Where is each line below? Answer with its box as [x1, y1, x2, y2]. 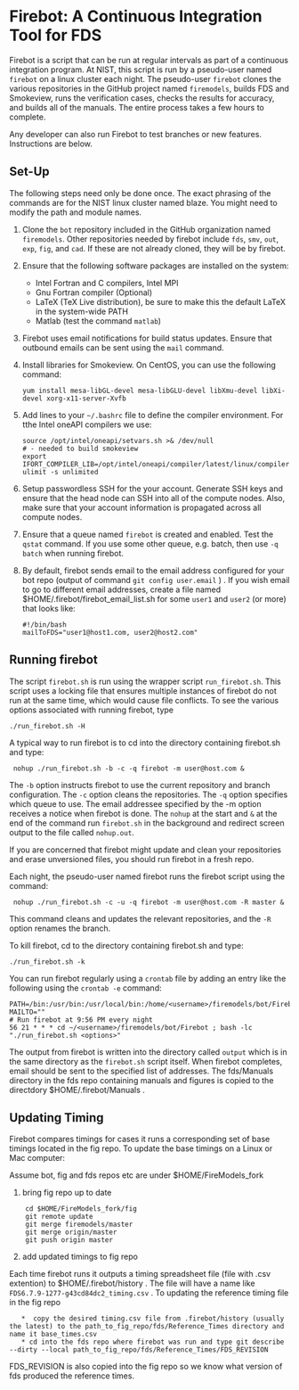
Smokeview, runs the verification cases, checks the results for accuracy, [9, 92, 275, 103]
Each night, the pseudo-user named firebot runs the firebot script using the [9, 871, 286, 882]
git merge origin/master [25, 1228, 117, 1237]
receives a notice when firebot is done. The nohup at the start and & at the [9, 808, 278, 818]
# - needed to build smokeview [21, 444, 139, 453]
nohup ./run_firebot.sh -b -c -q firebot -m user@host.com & [12, 764, 245, 773]
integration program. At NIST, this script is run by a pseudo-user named [9, 64, 272, 75]
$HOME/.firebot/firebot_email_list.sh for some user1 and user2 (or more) [21, 593, 287, 604]
